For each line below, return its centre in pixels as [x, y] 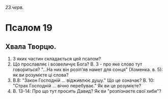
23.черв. [15, 7]
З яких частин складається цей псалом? [57, 59]
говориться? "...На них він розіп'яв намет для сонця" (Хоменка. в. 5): [88, 70]
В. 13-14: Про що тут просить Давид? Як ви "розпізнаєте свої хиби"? [87, 91]
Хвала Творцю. [31, 46]
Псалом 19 [29, 28]
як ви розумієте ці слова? [40, 75]
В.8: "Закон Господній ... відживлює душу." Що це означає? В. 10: [83, 80]
